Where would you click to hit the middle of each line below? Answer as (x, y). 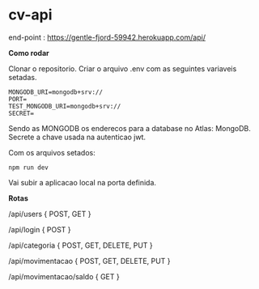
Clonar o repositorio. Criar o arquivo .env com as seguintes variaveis (123, 68)
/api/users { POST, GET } (50, 214)
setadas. (23, 77)
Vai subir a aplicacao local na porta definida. (82, 182)
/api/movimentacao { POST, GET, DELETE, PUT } (90, 261)
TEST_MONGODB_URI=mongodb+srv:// (65, 106)
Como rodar (29, 53)
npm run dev (28, 168)
